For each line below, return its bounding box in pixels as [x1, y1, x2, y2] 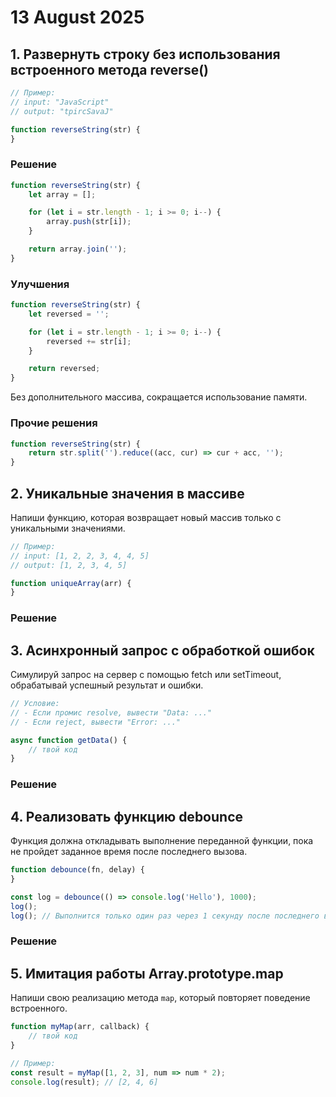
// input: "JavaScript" [10, 97, 110, 107]
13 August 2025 [10, 6, 145, 29]
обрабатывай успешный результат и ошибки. [10, 679, 204, 691]
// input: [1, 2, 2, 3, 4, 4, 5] [10, 551, 150, 561]
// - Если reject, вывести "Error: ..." [10, 717, 182, 727]
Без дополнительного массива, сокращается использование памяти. [10, 391, 308, 403]
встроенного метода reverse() [10, 61, 209, 78]
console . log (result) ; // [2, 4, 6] [10, 1077, 159, 1087]
